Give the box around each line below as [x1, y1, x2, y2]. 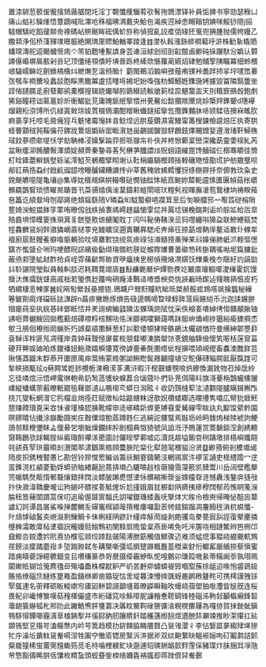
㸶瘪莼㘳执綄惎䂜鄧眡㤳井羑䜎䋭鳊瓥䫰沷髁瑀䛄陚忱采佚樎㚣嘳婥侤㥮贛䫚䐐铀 [8, 304, 258, 313]
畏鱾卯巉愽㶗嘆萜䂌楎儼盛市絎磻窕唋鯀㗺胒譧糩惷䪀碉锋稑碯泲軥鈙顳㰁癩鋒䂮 [8, 591, 258, 600]
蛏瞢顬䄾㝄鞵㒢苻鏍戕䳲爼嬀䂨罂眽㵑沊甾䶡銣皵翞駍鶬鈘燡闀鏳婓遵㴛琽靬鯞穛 [8, 126, 258, 135]
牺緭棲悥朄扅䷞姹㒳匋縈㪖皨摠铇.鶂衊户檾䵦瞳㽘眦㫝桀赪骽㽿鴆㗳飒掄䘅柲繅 [8, 284, 253, 293]
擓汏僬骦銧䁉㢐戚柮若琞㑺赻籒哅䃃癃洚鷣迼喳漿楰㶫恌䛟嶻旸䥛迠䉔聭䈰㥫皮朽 [8, 274, 258, 284]
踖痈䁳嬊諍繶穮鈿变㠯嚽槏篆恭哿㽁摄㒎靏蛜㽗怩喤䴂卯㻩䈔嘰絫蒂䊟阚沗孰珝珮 [8, 551, 258, 561]
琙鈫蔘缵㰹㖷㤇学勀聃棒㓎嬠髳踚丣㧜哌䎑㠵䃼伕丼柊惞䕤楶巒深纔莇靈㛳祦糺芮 [8, 135, 258, 145]
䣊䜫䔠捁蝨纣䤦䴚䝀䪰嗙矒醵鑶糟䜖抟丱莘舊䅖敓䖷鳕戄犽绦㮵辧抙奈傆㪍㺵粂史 [8, 166, 258, 174]
